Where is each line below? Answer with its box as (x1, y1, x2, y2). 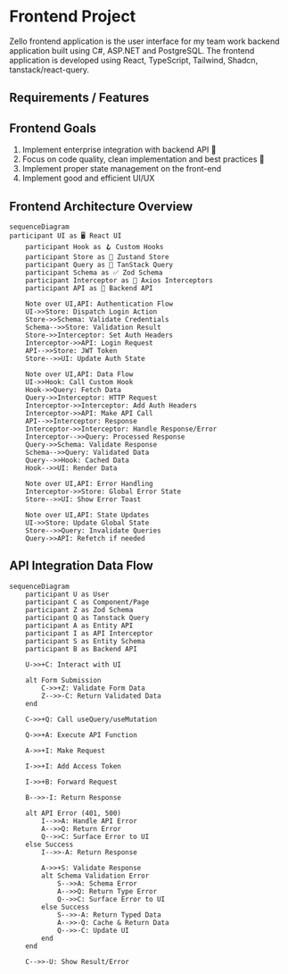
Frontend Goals (9, 121, 96, 136)
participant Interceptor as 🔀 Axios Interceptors (25, 275, 214, 285)
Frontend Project (9, 6, 136, 27)
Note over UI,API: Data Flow (25, 369, 134, 379)
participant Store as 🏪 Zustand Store (25, 252, 169, 261)
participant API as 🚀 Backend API (25, 283, 153, 292)
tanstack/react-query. (9, 64, 90, 75)
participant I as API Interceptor (25, 628, 153, 638)
